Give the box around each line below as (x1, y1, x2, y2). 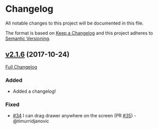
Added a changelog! (12, 88, 56, 95)
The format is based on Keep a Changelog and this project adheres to (5, 30, 153, 36)
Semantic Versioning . (5, 35, 50, 41)
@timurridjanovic (12, 118, 49, 124)
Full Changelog (5, 63, 38, 70)
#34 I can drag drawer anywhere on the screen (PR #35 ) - (12, 113, 136, 119)
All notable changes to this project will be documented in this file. (5, 20, 144, 26)
